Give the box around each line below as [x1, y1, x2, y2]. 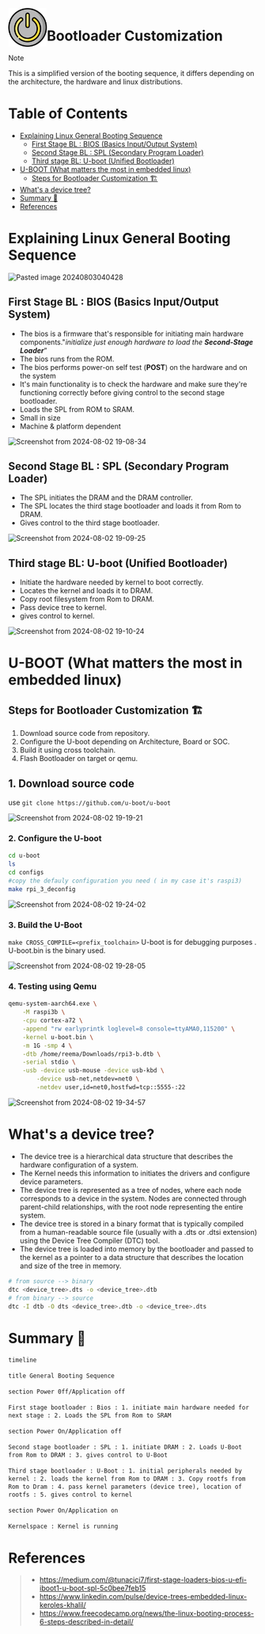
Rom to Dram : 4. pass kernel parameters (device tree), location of [8, 1483, 243, 1491]
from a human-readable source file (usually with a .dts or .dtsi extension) [19, 1227, 258, 1236]
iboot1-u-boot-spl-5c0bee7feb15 [39, 1583, 146, 1593]
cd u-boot [8, 851, 41, 860]
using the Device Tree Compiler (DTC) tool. [19, 1236, 161, 1245]
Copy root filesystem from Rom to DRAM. [19, 594, 154, 604]
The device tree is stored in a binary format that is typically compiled [19, 1219, 244, 1228]
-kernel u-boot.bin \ [22, 1033, 93, 1041]
